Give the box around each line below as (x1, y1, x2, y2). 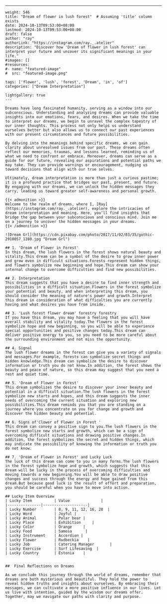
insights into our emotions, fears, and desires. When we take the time (5, 115, 159, 120)
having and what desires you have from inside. (5, 302, 106, 307)
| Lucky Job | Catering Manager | (5, 542, 112, 547)
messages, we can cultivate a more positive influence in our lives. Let (5, 586, 162, 591)
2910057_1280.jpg (5, 237, 41, 242)
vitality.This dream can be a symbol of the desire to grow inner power (5, 254, 159, 259)
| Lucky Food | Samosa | (5, 529, 88, 534)
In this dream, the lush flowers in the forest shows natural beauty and (5, 250, 162, 255)
